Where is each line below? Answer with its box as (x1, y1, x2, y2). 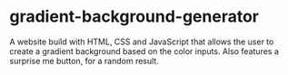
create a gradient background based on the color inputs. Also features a (9, 45, 280, 56)
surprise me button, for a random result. (9, 55, 159, 66)
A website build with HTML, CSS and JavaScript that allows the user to (9, 36, 274, 47)
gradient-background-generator (9, 6, 259, 27)
